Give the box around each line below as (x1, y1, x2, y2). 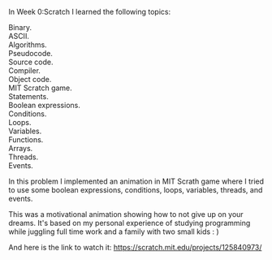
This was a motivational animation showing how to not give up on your (8, 210, 244, 219)
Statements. (8, 92, 49, 101)
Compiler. (8, 66, 41, 76)
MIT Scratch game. (8, 83, 73, 93)
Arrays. (8, 144, 33, 153)
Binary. (8, 23, 32, 32)
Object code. (8, 75, 52, 84)
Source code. (8, 57, 54, 67)
